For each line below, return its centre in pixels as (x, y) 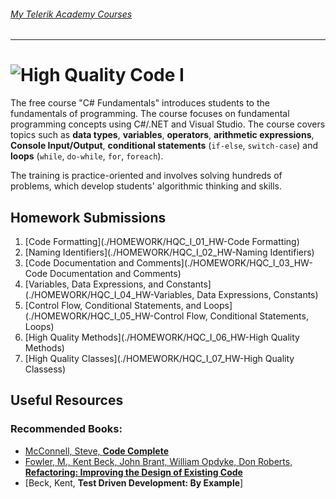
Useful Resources (67, 400)
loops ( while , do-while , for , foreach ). (87, 156)
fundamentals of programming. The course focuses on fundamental (150, 114)
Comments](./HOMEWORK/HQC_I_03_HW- (224, 262)
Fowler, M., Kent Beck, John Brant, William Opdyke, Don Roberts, (158, 461)
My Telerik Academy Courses (71, 14)
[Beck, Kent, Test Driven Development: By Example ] (134, 482)
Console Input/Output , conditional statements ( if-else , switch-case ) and (164, 146)
